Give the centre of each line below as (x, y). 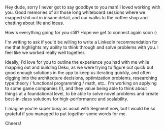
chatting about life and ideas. (34, 23)
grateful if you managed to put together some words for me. (66, 114)
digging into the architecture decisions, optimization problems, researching (81, 78)
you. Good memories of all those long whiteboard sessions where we (75, 12)
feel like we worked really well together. (45, 52)
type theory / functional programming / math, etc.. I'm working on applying (81, 83)
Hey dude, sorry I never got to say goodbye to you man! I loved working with (83, 7)
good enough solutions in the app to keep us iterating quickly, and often (78, 73)
